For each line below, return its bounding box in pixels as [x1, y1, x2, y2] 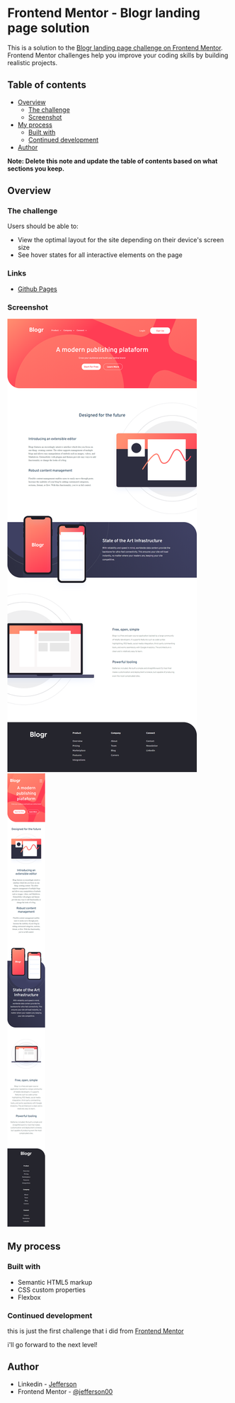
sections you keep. [7, 164, 65, 173]
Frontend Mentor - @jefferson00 [17, 1387, 113, 1396]
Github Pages [17, 285, 58, 293]
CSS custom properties [17, 1285, 86, 1294]
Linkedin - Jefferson [17, 1380, 77, 1388]
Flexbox [17, 1293, 41, 1301]
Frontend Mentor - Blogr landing [7, 5, 200, 21]
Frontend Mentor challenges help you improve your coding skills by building [7, 51, 229, 59]
